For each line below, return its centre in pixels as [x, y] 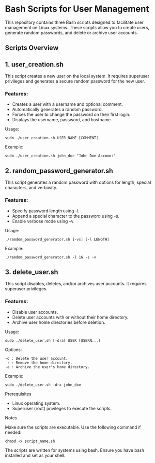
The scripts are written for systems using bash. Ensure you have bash [75, 450]
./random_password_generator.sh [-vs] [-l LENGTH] [57, 239]
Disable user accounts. [35, 312]
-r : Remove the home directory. [39, 363]
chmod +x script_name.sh [30, 441]
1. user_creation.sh [34, 64]
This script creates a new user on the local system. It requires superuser [77, 76]
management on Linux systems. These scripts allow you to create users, [77, 27]
